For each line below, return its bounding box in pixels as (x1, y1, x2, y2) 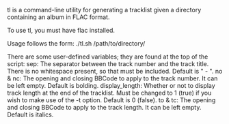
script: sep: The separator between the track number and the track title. (7, 60, 209, 67)
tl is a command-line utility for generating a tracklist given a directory (7, 6, 202, 14)
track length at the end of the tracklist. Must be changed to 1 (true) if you (7, 89, 212, 97)
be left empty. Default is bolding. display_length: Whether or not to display (7, 82, 215, 89)
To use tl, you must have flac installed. (7, 27, 115, 34)
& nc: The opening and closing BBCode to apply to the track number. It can (7, 74, 218, 82)
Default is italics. (7, 110, 54, 119)
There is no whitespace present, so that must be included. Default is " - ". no (7, 67, 223, 75)
